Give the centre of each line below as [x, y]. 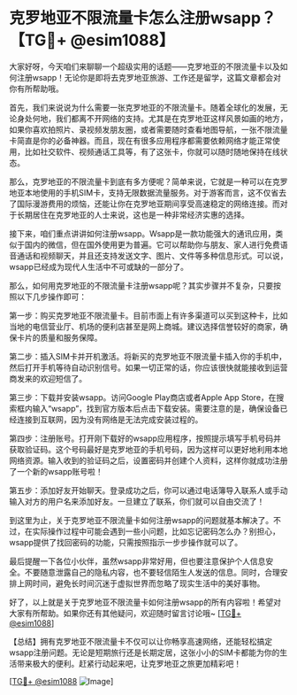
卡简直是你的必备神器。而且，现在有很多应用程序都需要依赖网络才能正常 [141, 140]
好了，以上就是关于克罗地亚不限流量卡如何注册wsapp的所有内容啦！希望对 [145, 602]
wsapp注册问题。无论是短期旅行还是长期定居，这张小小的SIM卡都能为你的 [145, 653]
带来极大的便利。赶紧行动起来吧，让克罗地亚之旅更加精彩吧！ [129, 663]
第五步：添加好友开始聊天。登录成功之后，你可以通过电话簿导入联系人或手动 [148, 490]
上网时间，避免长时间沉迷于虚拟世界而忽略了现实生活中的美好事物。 [141, 583]
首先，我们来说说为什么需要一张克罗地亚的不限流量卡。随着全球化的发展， [145, 107]
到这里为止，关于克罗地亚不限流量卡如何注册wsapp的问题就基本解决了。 [141, 520]
